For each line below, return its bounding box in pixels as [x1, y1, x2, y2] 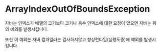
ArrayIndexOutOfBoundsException [5, 3, 150, 15]
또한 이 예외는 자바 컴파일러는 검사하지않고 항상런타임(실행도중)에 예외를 [5, 36, 143, 42]
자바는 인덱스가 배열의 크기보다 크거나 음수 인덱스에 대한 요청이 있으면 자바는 [5, 20, 152, 26]
